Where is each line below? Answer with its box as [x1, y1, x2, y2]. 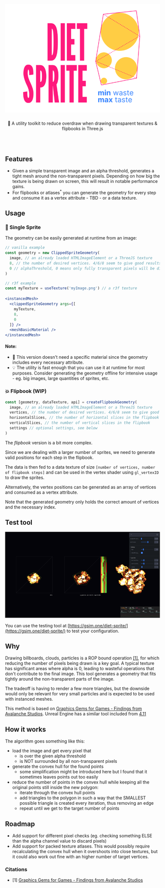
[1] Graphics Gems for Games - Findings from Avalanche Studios [12, 877, 143, 883]
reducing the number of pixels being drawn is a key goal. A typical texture [5, 660, 155, 666]
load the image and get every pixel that [12, 748, 92, 754]
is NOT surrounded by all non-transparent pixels [19, 758, 117, 764]
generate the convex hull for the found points [12, 763, 104, 770]
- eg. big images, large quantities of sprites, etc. [12, 376, 110, 381]
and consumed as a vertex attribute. [5, 489, 79, 495]
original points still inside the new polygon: [12, 785, 99, 790]
